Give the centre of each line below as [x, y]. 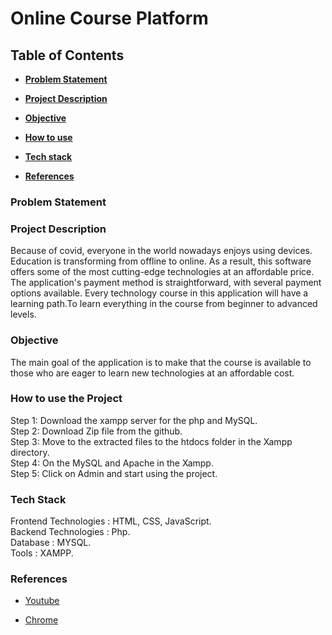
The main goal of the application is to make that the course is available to [161, 362]
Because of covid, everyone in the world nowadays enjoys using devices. [161, 251]
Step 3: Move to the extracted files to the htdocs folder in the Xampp [151, 441]
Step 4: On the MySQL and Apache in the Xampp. [112, 463]
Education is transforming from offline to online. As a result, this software [161, 261]
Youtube [42, 601]
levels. [23, 314]
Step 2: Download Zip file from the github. [96, 431]
